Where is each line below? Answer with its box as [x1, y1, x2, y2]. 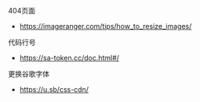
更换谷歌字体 [8, 69, 49, 79]
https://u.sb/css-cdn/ [19, 85, 89, 94]
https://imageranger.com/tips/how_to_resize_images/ [19, 22, 192, 30]
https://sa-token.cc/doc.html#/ [19, 53, 120, 62]
